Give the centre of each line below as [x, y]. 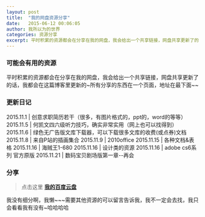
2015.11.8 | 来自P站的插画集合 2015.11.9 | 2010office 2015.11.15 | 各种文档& [98, 140]
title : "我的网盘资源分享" [38, 18]
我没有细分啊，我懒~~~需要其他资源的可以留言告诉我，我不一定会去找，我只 [103, 200]
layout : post [23, 12]
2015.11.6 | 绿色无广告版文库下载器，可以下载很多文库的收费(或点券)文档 [97, 132]
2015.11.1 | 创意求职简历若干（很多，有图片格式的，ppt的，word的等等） [96, 117]
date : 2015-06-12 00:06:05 [43, 23]
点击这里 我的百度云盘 [49, 186]
